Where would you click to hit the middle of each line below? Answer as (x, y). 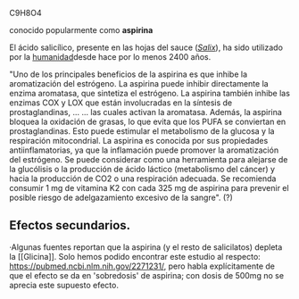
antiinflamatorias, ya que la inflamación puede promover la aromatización (144, 150)
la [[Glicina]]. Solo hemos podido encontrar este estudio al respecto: (135, 256)
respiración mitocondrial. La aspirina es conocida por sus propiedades (139, 141)
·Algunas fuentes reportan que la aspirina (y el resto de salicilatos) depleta (146, 247)
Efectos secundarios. (70, 225)
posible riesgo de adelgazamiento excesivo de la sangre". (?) (121, 197)
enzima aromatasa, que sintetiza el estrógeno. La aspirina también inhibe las (149, 93)
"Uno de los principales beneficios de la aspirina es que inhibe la (129, 74)
